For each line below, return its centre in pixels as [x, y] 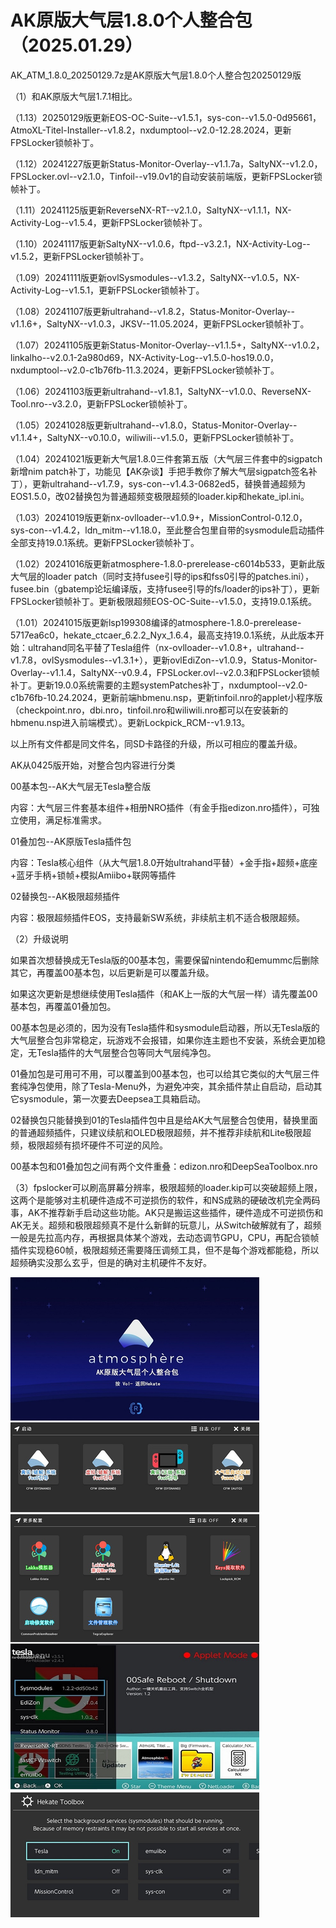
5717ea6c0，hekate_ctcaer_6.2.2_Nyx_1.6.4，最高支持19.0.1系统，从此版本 [163, 635]
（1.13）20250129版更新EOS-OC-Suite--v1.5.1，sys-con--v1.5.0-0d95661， [166, 117]
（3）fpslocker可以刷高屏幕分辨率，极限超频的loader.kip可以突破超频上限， [166, 1187]
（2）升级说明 [39, 938]
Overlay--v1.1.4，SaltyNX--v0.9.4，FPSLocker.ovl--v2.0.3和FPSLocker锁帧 [165, 672]
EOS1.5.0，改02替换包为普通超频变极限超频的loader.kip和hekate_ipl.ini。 [160, 496]
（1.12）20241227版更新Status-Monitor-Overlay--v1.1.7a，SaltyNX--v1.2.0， [166, 163]
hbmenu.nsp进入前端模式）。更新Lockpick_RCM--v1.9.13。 [130, 722]
